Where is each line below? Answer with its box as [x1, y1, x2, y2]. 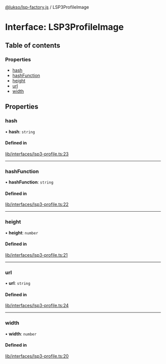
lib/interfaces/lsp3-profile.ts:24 [5, 303, 69, 309]
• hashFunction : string [5, 179, 53, 185]
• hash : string [5, 129, 36, 135]
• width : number [5, 331, 37, 337]
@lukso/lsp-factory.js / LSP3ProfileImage [5, 4, 89, 10]
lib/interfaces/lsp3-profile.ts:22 [5, 201, 69, 207]
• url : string [5, 280, 31, 286]
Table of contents [5, 41, 60, 49]
